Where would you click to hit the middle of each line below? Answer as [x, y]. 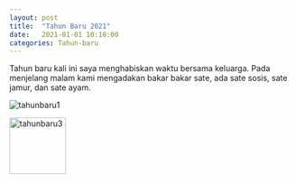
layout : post [34, 18]
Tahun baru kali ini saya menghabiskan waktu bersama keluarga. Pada [140, 69]
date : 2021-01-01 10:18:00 [64, 34]
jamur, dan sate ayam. [51, 87]
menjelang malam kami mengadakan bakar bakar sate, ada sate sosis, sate [148, 78]
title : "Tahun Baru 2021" [60, 26]
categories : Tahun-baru [54, 43]
